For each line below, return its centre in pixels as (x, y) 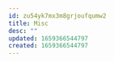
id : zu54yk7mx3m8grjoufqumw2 (57, 16)
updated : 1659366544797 (49, 38)
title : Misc (28, 23)
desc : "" (23, 31)
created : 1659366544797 (49, 46)
